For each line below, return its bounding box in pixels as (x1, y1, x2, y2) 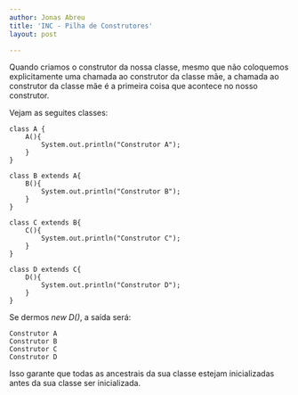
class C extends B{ (9, 218, 82, 227)
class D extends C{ (9, 265, 82, 275)
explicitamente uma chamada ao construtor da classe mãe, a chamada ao (9, 71, 279, 82)
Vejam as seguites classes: (9, 108, 109, 119)
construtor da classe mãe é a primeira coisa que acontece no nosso (9, 81, 258, 92)
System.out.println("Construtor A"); (41, 140, 181, 150)
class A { (9, 125, 46, 134)
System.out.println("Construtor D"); (41, 281, 181, 290)
